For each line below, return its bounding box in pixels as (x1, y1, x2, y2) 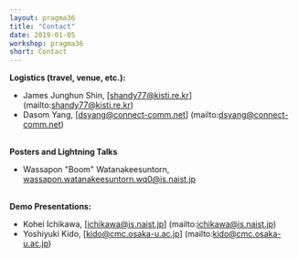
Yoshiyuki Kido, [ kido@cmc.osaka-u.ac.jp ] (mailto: (22, 229, 213, 240)
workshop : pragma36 (9, 38, 84, 48)
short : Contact (9, 47, 68, 57)
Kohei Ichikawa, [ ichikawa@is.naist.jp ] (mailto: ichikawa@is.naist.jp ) (22, 219, 277, 230)
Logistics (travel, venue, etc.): (9, 72, 126, 83)
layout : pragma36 (9, 13, 76, 23)
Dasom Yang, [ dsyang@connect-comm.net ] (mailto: (22, 109, 219, 120)
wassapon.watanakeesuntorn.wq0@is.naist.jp (22, 174, 197, 185)
